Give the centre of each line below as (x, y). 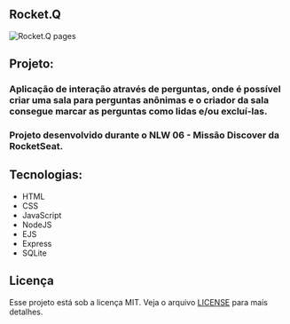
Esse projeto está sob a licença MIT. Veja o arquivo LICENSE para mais (139, 302)
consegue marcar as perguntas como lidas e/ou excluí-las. (138, 112)
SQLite (34, 253)
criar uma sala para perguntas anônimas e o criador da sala (139, 100)
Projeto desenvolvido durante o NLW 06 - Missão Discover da (145, 135)
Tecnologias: (46, 175)
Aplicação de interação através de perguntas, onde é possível (145, 90)
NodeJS (37, 225)
